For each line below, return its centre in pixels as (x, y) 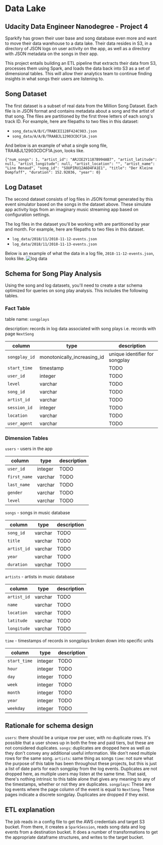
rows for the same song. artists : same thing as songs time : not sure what (79, 758)
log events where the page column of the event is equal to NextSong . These (80, 789)
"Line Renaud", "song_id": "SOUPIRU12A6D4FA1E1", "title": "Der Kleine (79, 168)
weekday (16, 708)
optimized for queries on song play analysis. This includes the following (76, 291)
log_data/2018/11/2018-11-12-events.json (54, 239)
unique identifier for (131, 354)
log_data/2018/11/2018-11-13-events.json (54, 244)
